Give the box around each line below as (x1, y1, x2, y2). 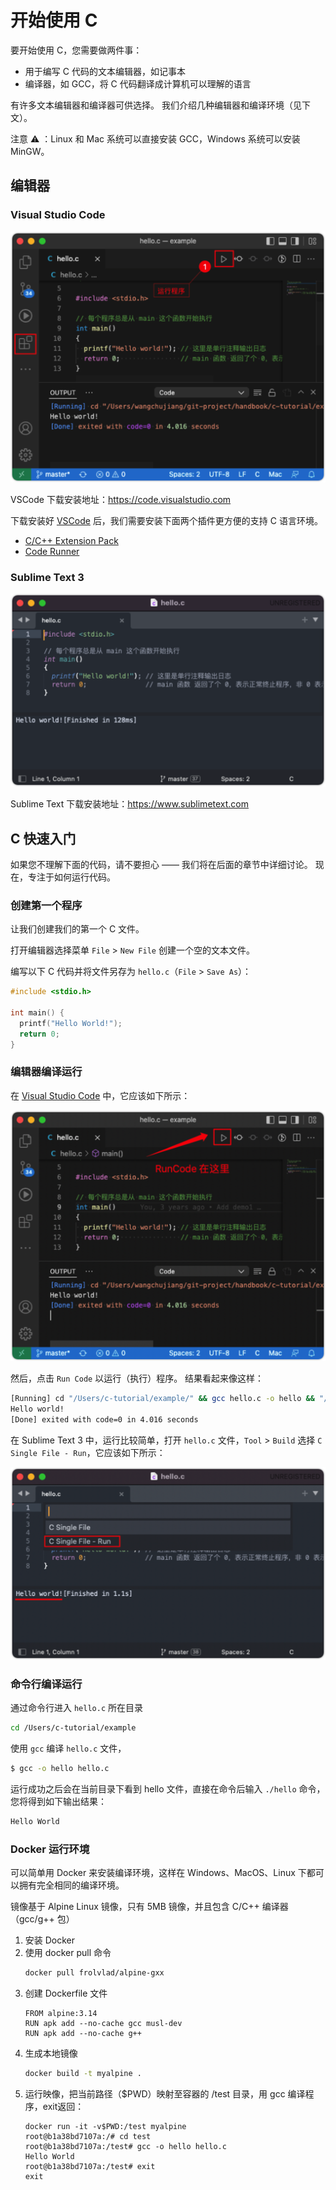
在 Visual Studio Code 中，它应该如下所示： (10, 1089, 191, 1101)
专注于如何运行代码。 (27, 871, 116, 883)
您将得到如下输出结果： (10, 1796, 107, 1808)
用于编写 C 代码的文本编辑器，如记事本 (24, 65, 186, 77)
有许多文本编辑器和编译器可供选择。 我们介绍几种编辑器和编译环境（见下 (10, 99, 311, 111)
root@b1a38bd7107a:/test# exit (24, 2162, 156, 2172)
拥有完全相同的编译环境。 (18, 1879, 125, 1891)
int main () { (10, 1008, 65, 1018)
